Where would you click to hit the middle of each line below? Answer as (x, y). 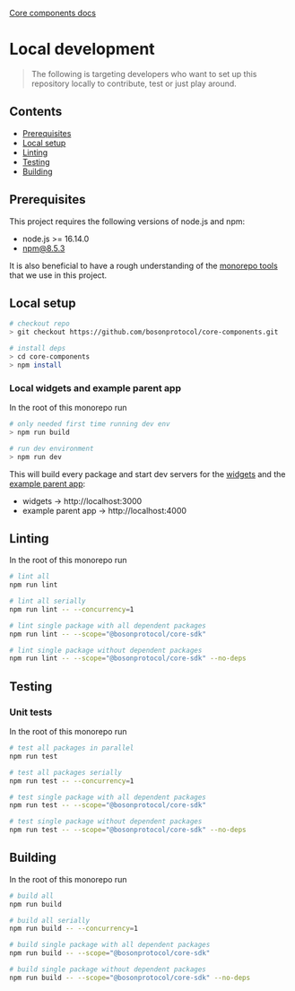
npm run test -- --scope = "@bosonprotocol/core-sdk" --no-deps (128, 830)
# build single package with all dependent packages (110, 945)
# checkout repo (39, 324)
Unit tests (31, 712)
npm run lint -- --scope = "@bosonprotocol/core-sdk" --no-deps (128, 658)
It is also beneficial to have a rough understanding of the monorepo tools (143, 265)
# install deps (38, 349)
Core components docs (53, 13)
